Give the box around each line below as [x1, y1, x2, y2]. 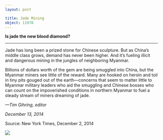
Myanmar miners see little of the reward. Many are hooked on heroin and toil [5, 72, 158, 78]
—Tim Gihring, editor [5, 102, 47, 108]
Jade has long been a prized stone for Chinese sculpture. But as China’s [5, 47, 149, 53]
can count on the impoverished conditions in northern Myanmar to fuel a [5, 87, 150, 93]
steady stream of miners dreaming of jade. [5, 93, 90, 98]
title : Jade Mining [5, 15, 45, 21]
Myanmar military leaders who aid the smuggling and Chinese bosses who [5, 83, 154, 88]
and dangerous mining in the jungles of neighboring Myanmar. [5, 57, 130, 63]
